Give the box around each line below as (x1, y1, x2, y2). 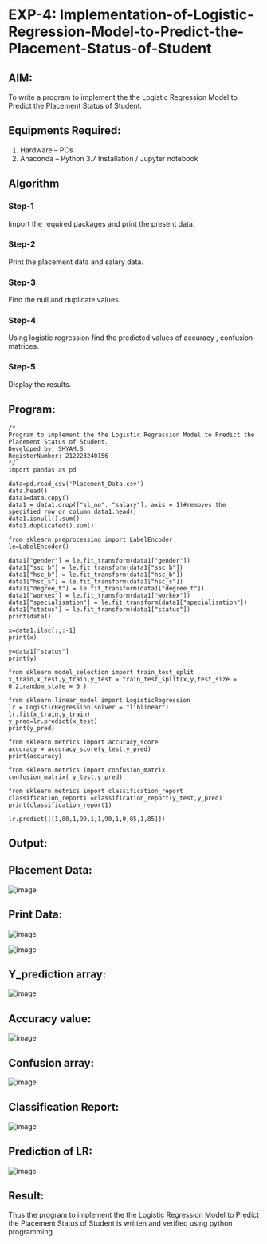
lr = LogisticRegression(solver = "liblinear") (8, 703, 170, 711)
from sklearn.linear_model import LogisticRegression (8, 696, 191, 704)
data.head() (8, 487, 48, 495)
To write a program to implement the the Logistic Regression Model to (8, 93, 238, 101)
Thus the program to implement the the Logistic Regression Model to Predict (8, 1210, 260, 1220)
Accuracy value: (8, 1012, 92, 1025)
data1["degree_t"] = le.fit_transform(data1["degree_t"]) (8, 584, 205, 592)
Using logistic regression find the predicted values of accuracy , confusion (8, 333, 253, 342)
